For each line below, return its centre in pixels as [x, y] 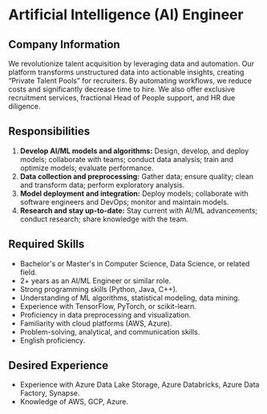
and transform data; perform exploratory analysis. [102, 185]
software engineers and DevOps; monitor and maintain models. [124, 201]
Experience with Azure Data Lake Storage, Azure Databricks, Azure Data [140, 385]
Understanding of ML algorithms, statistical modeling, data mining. [130, 298]
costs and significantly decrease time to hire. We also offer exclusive [121, 89]
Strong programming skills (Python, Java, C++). [99, 289]
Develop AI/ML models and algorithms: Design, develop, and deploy [134, 151]
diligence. [24, 106]
